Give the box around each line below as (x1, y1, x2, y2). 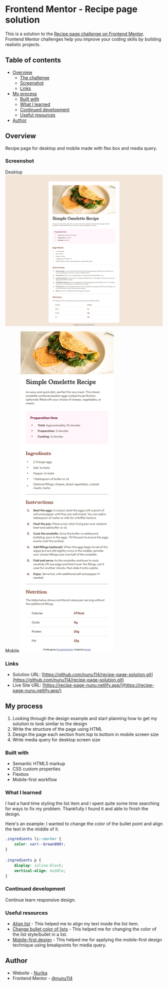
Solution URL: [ (12, 671, 43, 678)
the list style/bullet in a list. (12, 931, 67, 937)
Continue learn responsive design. (5, 897, 76, 903)
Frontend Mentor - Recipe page (5, 4, 137, 15)
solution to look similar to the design (12, 721, 87, 727)
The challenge (19, 74, 50, 81)
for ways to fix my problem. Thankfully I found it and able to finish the (5, 806, 148, 812)
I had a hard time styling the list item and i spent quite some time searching (5, 800, 160, 806)
